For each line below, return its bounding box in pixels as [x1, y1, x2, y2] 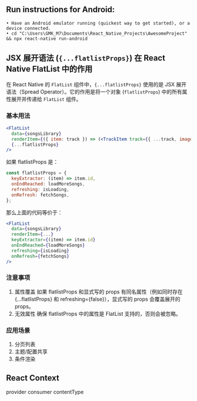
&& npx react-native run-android [6, 35, 88, 42]
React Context [6, 373, 60, 383]
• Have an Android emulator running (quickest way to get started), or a [6, 20, 191, 26]
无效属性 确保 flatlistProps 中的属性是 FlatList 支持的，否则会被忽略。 [14, 310, 181, 317]
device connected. [6, 25, 51, 31]
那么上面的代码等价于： [6, 208, 63, 216]
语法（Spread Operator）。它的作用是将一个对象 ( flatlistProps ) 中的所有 [6, 88, 183, 95]
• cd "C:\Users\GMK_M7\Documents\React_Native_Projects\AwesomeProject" [6, 31, 188, 36]
